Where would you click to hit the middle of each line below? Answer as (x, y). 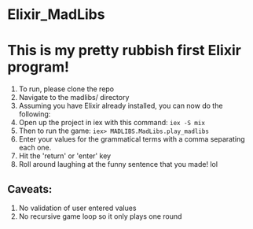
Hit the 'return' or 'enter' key (65, 156)
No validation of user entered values (77, 208)
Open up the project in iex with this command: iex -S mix (112, 123)
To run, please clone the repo (66, 89)
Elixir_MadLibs (56, 15)
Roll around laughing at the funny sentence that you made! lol (118, 164)
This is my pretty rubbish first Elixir (124, 51)
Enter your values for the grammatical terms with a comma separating (132, 139)
